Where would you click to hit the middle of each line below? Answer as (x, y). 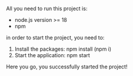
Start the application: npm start (52, 55)
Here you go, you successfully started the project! (67, 67)
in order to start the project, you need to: (55, 37)
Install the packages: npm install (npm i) (63, 49)
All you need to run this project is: (47, 9)
